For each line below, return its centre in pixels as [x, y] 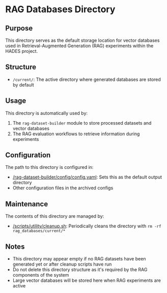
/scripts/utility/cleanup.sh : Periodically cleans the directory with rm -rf [87, 226]
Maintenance [27, 204]
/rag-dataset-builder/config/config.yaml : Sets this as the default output [87, 177]
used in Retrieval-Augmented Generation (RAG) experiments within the [79, 46]
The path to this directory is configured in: [49, 167]
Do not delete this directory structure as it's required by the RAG [80, 270]
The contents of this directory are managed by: [55, 216]
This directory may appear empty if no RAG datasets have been [79, 259]
